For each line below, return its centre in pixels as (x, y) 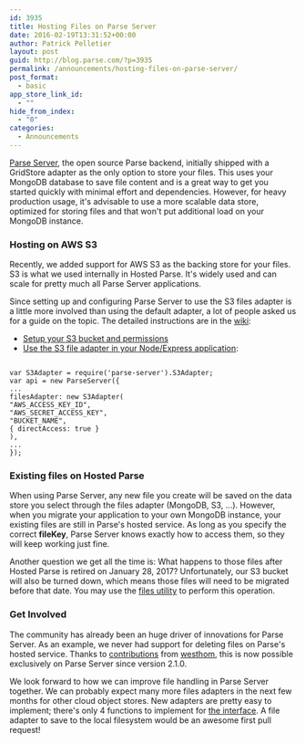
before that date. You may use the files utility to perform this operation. (142, 591)
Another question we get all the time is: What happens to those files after (146, 561)
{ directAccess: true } (55, 429)
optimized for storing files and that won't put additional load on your (137, 211)
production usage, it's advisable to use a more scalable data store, (134, 201)
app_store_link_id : (46, 94)
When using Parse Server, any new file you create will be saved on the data (151, 496)
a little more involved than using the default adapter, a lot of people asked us (153, 311)
